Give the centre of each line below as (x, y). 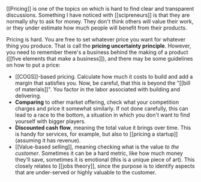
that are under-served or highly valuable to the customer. (85, 172)
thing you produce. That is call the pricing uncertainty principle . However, (99, 46)
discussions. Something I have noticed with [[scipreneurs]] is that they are (98, 15)
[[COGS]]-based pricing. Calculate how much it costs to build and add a (104, 77)
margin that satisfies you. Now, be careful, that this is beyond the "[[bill (103, 83)
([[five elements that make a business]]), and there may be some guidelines (100, 59)
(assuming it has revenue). (48, 140)
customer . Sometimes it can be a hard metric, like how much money (99, 153)
